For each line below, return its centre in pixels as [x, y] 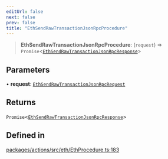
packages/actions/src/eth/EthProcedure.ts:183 [63, 150]
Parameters [28, 69]
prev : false [21, 22]
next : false [21, 17]
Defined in [26, 136]
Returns [21, 103]
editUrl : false [25, 12]
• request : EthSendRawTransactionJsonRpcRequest [66, 84]
